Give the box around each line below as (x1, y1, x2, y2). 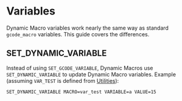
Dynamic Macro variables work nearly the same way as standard (6, 24, 169, 31)
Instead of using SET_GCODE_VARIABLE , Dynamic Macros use (6, 64, 153, 71)
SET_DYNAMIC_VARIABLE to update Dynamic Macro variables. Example (6, 71, 177, 78)
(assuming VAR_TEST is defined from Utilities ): (6, 77, 119, 84)
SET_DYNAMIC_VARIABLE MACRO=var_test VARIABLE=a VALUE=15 (6, 89, 156, 95)
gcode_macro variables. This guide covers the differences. (6, 30, 150, 37)
